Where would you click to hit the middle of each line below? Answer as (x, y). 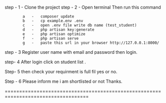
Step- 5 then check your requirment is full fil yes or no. (61, 72)
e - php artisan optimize (54, 34)
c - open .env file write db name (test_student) (80, 25)
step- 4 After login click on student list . (45, 62)
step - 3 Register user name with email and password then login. (71, 52)
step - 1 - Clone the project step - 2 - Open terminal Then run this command (83, 7)
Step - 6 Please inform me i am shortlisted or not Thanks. (64, 81)
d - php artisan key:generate (58, 30)
